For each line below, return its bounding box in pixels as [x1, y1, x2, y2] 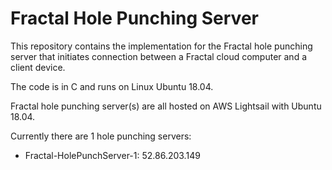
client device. [10, 61, 66, 73]
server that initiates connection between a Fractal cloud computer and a [10, 50, 308, 62]
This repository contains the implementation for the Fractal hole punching [10, 40, 313, 52]
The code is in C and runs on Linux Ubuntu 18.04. [10, 80, 214, 92]
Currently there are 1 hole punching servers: [10, 130, 192, 142]
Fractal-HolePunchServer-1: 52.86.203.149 [24, 149, 201, 161]
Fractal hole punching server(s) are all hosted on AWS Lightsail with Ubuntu [10, 100, 322, 112]
